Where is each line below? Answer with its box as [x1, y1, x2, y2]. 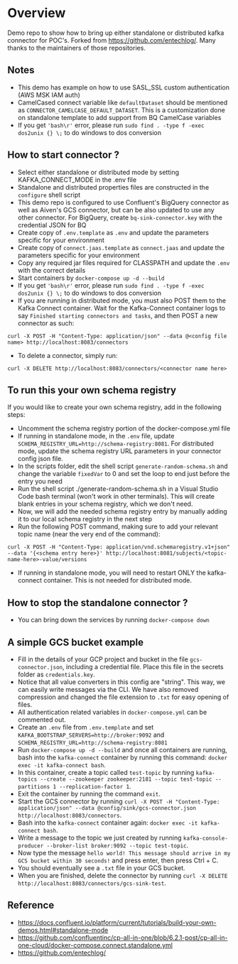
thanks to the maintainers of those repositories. [7, 43, 146, 52]
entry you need [17, 477, 63, 486]
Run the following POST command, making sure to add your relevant [17, 522, 219, 531]
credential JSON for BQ [17, 220, 87, 229]
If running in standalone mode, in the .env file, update [17, 432, 175, 440]
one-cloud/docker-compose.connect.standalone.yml [17, 941, 173, 949]
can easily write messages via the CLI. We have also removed [17, 686, 199, 693]
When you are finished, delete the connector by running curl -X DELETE [17, 872, 228, 879]
